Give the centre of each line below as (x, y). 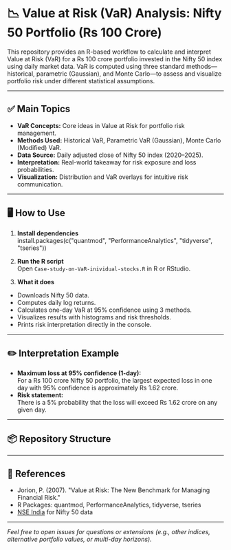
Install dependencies (48, 233)
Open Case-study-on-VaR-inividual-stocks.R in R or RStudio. (104, 268)
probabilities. (35, 169)
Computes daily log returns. (56, 302)
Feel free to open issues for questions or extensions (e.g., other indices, (109, 532)
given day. (32, 410)
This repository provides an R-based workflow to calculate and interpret (109, 52)
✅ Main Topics (39, 109)
